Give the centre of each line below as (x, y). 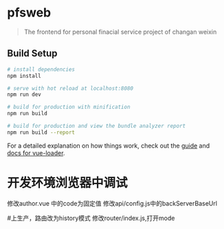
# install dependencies (41, 69)
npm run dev (24, 94)
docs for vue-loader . (36, 152)
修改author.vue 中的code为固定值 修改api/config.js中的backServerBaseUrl (112, 203)
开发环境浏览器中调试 (68, 182)
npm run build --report (41, 132)
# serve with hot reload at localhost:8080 (70, 88)
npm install (24, 76)
